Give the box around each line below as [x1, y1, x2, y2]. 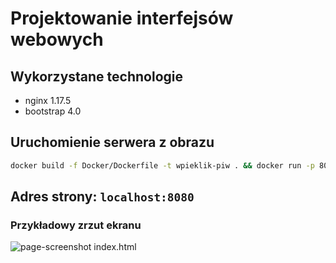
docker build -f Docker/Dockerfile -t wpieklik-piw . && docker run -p [10, 160, 315, 171]
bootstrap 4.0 [24, 105, 82, 117]
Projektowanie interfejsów [10, 7, 234, 30]
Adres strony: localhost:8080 [10, 188, 195, 206]
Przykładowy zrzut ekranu [10, 218, 142, 232]
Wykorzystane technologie [10, 68, 184, 85]
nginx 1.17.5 [24, 95, 72, 106]
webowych [10, 28, 104, 51]
